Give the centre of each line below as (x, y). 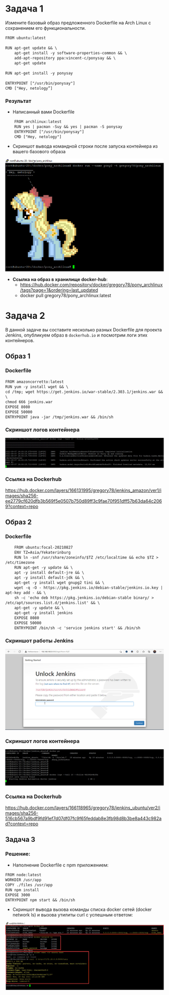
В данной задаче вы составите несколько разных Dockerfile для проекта (83, 329)
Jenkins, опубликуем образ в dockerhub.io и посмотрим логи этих (76, 335)
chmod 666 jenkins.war (29, 402)
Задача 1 (24, 9)
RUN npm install (22, 890)
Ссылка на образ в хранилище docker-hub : (60, 279)
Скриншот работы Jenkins (39, 641)
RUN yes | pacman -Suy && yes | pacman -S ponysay (68, 127)
